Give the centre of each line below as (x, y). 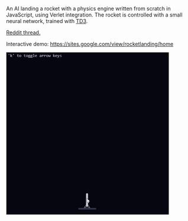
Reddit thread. (23, 32)
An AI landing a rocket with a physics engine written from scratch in (88, 9)
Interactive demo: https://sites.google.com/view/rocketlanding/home (90, 44)
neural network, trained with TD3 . (47, 21)
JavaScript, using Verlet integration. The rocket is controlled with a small (94, 15)
